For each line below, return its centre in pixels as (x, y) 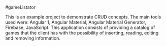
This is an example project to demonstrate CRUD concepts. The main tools (83, 17)
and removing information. (33, 38)
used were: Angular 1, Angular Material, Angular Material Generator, (76, 22)
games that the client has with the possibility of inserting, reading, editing (82, 33)
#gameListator (21, 7)
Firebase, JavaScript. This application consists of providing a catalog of (80, 27)
